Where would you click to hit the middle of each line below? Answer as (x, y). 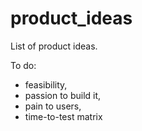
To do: (23, 65)
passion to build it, (63, 95)
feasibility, (46, 84)
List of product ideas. (54, 46)
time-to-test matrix (63, 116)
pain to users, (53, 106)
